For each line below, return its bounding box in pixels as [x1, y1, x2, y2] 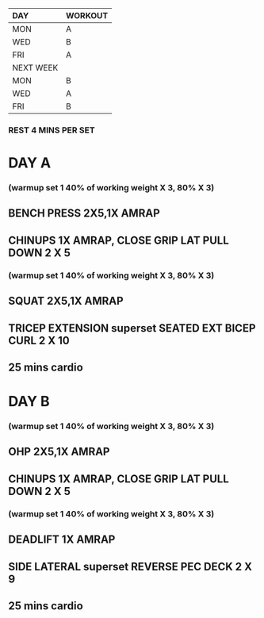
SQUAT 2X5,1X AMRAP [8, 294, 124, 308]
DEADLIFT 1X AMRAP [8, 533, 116, 547]
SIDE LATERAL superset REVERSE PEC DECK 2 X [8, 559, 252, 574]
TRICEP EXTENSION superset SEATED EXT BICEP [8, 321, 256, 335]
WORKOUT [66, 10, 109, 21]
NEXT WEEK [12, 63, 59, 73]
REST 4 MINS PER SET [8, 125, 95, 136]
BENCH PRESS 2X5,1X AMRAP [8, 206, 160, 221]
